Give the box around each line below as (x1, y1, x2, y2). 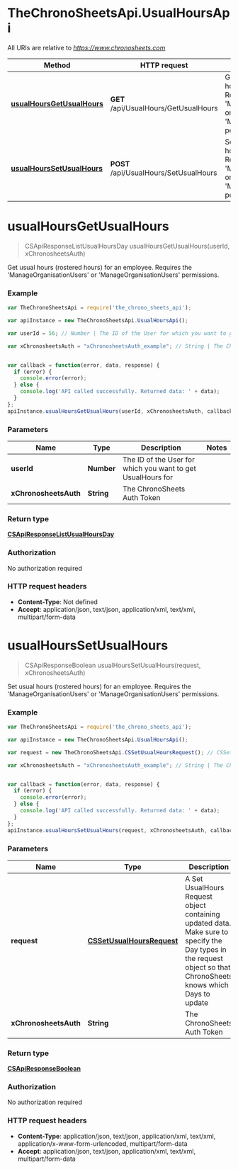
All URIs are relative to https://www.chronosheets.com (7, 43, 166, 52)
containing (185, 909, 221, 919)
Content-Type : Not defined (17, 597, 98, 606)
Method (43, 60, 71, 70)
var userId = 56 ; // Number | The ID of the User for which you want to (7, 329, 227, 337)
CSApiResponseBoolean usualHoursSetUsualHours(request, (24, 661, 201, 669)
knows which (185, 979, 229, 989)
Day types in (185, 944, 227, 954)
